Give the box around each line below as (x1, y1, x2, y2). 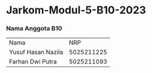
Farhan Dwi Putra (9, 58, 57, 66)
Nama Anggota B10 (6, 25, 62, 33)
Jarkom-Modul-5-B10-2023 (6, 4, 146, 17)
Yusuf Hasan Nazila (9, 48, 64, 56)
